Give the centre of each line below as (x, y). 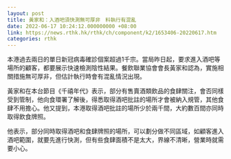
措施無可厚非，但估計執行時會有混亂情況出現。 (79, 77)
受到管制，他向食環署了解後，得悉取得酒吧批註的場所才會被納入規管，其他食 (115, 99)
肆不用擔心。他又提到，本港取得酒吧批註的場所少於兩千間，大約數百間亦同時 (115, 108)
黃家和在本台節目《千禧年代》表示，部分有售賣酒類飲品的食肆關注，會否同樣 (115, 91)
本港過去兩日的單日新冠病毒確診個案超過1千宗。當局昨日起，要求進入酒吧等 (114, 60)
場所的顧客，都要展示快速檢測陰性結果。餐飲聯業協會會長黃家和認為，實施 (112, 68)
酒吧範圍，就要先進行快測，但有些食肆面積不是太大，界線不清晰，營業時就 (112, 140)
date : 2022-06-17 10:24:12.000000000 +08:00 (72, 26)
